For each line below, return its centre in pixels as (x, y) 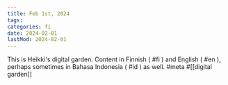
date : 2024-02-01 (32, 33)
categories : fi (29, 26)
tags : (15, 20)
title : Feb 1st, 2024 (39, 14)
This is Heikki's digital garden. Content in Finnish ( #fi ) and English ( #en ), (114, 59)
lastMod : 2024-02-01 (37, 40)
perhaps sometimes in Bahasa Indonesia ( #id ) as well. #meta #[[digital (109, 67)
